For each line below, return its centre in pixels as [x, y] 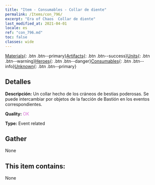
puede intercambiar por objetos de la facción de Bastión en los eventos [77, 99]
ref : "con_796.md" [24, 33]
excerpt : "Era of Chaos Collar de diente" [50, 19]
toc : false [16, 37]
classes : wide [20, 42]
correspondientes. [24, 104]
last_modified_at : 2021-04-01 [36, 23]
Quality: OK [17, 113]
